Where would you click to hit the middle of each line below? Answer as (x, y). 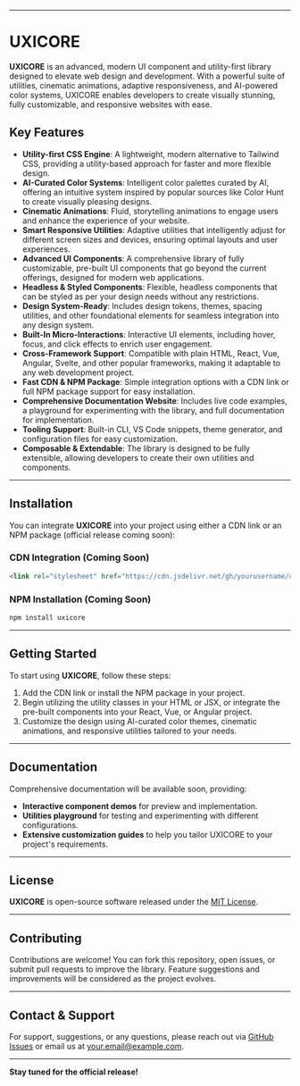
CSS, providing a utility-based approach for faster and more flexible (146, 163)
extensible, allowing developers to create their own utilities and (138, 457)
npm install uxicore (48, 618)
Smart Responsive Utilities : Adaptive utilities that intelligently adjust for (154, 230)
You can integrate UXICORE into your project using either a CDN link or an (146, 525)
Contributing (46, 938)
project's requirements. (65, 844)
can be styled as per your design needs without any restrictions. (140, 297)
